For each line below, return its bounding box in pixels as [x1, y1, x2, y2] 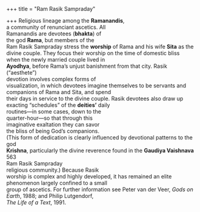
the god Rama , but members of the [6, 37, 95, 43]
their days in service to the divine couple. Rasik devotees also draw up [6, 95, 184, 102]
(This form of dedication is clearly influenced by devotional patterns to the [6, 134, 193, 141]
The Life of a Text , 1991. [6, 199, 66, 206]
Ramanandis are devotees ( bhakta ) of [6, 30, 102, 37]
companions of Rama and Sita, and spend [6, 89, 112, 95]
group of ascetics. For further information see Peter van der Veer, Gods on [6, 186, 193, 193]
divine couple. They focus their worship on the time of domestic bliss [6, 49, 180, 57]
